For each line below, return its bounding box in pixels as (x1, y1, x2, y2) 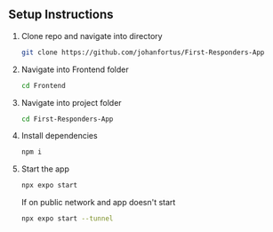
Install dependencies (20, 131, 99, 141)
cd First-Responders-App (20, 115, 114, 124)
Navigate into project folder (20, 97, 122, 108)
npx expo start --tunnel (20, 214, 114, 223)
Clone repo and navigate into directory (20, 30, 163, 41)
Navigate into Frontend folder (20, 64, 130, 75)
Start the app (20, 164, 70, 174)
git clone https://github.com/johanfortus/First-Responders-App (20, 48, 265, 57)
